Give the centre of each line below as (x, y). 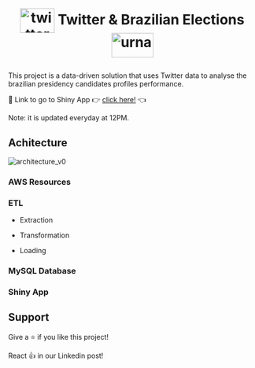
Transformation (44, 235)
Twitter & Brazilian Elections (151, 19)
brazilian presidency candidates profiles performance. (96, 84)
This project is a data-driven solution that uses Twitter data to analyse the (128, 75)
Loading (33, 251)
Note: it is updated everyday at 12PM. (69, 118)
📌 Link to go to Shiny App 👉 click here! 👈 (78, 100)
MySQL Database (42, 271)
